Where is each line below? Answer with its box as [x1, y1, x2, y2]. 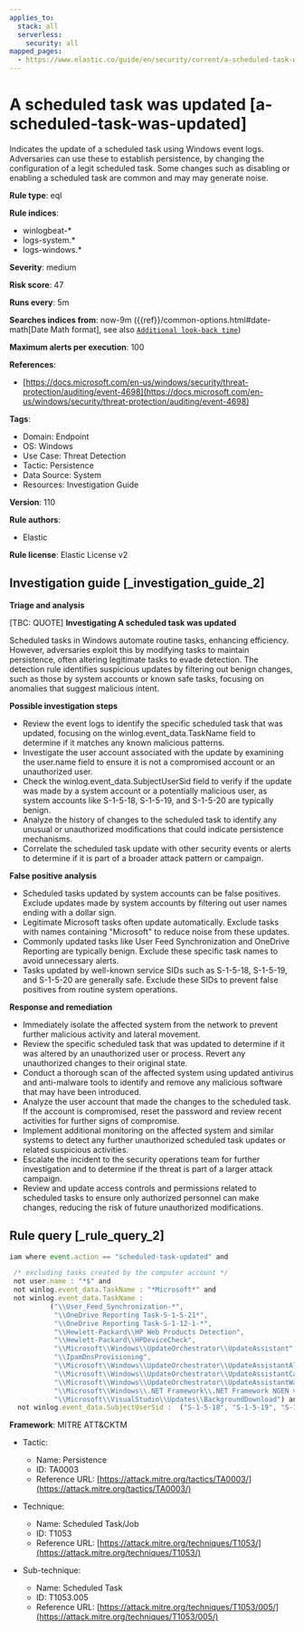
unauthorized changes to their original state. [22, 1057, 188, 1069]
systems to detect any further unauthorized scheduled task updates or [22, 1134, 287, 1146]
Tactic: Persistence [22, 459, 95, 471]
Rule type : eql [9, 189, 62, 200]
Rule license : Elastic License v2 [9, 549, 128, 560]
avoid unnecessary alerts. [22, 955, 119, 965]
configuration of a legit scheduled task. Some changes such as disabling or [9, 162, 290, 173]
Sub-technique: [22, 1565, 81, 1576]
